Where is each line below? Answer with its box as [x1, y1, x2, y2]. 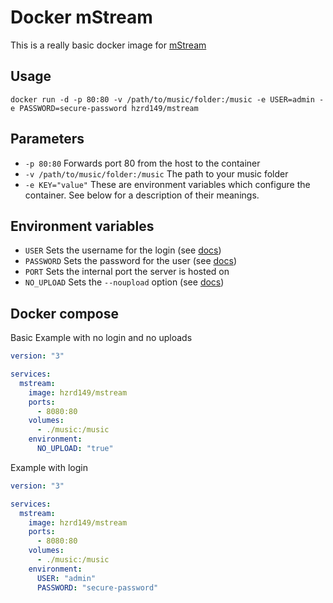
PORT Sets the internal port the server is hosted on [24, 266, 230, 278]
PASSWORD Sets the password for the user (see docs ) [24, 255, 237, 267]
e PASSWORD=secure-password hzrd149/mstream [10, 103, 199, 113]
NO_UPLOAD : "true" [36, 444, 114, 454]
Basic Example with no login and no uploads [10, 332, 193, 344]
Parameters [10, 131, 85, 148]
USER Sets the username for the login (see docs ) [24, 244, 222, 256]
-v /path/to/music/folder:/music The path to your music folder [24, 167, 289, 180]
